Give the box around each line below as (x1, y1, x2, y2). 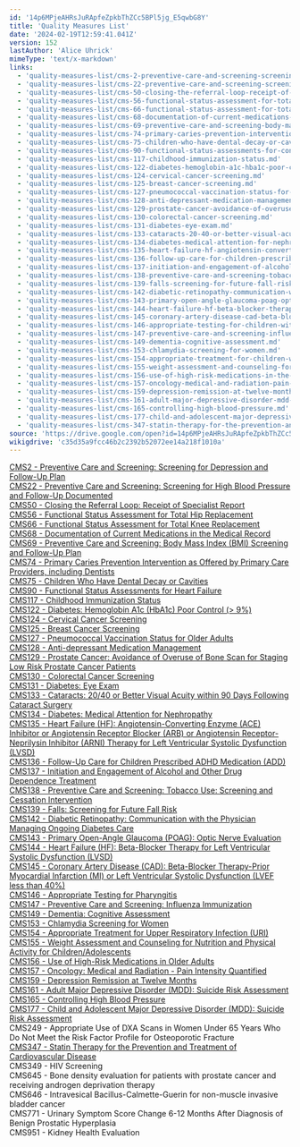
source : (9, 429, 38, 438)
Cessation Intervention (9, 794, 93, 805)
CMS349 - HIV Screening (9, 1061, 104, 1072)
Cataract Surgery (9, 700, 73, 710)
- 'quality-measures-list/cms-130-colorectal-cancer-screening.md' (17, 212, 274, 222)
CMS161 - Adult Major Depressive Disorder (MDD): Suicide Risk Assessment (9, 985, 289, 996)
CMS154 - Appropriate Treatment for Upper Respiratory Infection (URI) (9, 928, 270, 939)
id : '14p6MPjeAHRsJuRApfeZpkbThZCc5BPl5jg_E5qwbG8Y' (9, 13, 210, 22)
